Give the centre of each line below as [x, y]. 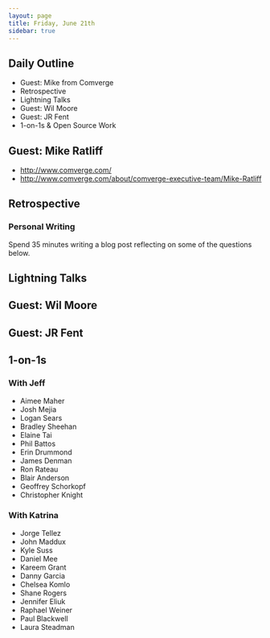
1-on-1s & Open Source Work [68, 126]
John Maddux [43, 541]
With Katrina [33, 516]
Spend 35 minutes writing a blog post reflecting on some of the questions [130, 244]
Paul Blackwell [44, 618]
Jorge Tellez [41, 533]
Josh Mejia [38, 409]
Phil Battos [38, 443]
